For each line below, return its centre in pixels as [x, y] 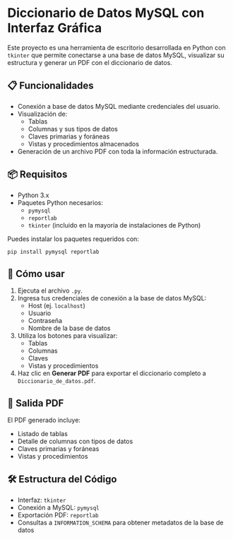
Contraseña [45, 321]
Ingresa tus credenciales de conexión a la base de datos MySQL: [112, 298]
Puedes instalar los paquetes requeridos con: [73, 239]
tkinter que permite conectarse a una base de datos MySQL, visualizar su [116, 55]
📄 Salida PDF [36, 403]
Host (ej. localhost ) [57, 306]
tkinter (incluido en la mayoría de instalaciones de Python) [114, 225]
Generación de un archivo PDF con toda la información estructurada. [118, 151]
